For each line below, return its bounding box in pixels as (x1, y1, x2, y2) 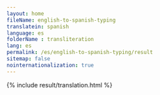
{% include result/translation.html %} (6, 80, 113, 89)
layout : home (6, 10, 45, 17)
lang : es (6, 42, 32, 49)
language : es (6, 29, 45, 37)
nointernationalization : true (6, 62, 95, 69)
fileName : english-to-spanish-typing (6, 17, 116, 24)
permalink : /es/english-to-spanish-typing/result (6, 49, 154, 56)
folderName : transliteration (6, 36, 95, 43)
